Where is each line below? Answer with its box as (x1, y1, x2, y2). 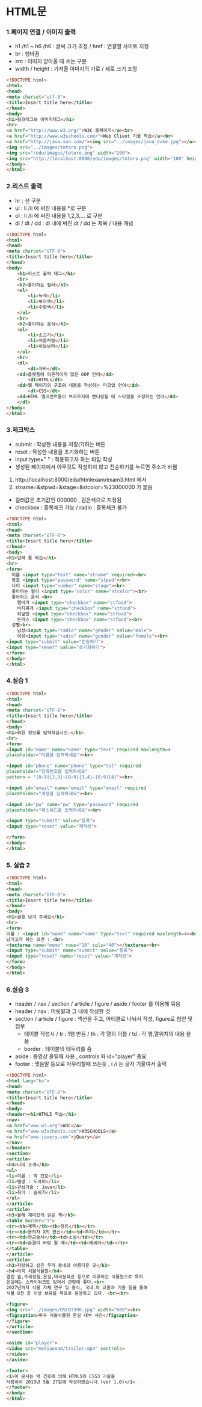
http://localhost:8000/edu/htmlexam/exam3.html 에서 (14, 476, 147, 483)
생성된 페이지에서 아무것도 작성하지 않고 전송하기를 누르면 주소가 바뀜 (14, 463, 177, 470)
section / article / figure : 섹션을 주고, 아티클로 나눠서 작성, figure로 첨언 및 (14, 1015, 193, 1023)
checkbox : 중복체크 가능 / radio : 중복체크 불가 (14, 503, 127, 511)
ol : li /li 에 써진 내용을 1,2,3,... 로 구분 (14, 212, 103, 219)
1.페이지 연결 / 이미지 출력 (6, 28, 76, 36)
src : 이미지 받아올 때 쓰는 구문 (14, 58, 87, 65)
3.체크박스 (6, 426, 35, 434)
